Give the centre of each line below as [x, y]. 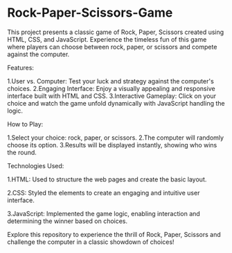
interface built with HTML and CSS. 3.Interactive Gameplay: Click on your [112, 96]
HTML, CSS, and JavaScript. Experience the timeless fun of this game [107, 39]
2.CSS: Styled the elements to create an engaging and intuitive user [104, 193]
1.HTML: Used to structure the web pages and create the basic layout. [107, 179]
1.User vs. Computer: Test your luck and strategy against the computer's [111, 81]
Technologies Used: [36, 165]
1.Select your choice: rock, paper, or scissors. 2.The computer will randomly [115, 138]
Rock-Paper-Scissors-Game [90, 13]
